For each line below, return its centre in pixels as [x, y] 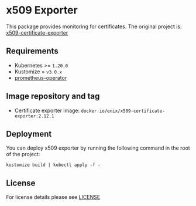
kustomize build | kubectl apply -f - [53, 165]
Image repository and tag [53, 97]
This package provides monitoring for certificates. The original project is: [94, 26]
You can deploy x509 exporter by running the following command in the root [98, 148]
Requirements [32, 51]
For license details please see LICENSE [53, 197]
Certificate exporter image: [47, 110]
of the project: [23, 154]
